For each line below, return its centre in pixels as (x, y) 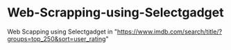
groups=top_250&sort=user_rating (57, 38)
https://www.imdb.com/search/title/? (170, 32)
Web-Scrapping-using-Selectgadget (115, 13)
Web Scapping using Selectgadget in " (62, 32)
